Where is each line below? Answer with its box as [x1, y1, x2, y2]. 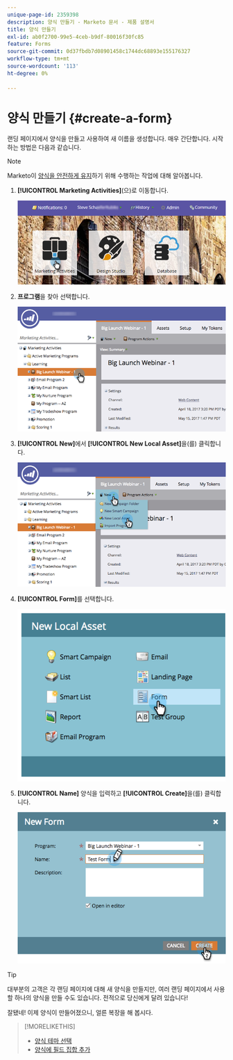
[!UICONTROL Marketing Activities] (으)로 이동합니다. [17, 187, 169, 195]
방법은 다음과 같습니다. [19, 143, 82, 152]
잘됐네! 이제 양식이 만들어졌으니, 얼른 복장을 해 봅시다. [7, 1008, 153, 1016]
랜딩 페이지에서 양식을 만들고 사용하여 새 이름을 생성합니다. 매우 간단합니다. [7, 134, 211, 143]
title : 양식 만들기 [7, 26, 56, 33]
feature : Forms [7, 40, 51, 48]
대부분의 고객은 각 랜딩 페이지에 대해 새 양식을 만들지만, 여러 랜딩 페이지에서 [7, 985, 213, 993]
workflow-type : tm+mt [7, 56, 70, 63]
